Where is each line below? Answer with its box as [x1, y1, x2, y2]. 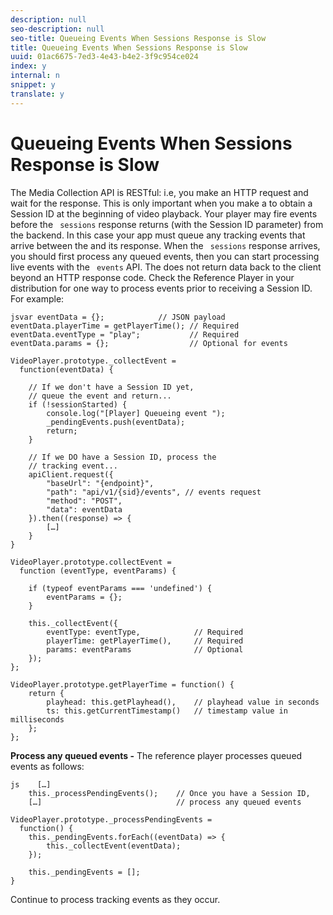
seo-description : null [10, 24, 105, 34]
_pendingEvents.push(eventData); [46, 417, 186, 427]
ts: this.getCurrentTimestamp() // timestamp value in [46, 706, 288, 716]
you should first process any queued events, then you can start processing [10, 250, 320, 262]
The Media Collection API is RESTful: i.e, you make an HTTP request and [10, 186, 309, 198]
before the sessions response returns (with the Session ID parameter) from [10, 218, 324, 230]
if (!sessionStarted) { [28, 399, 128, 410]
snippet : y [10, 80, 56, 90]
